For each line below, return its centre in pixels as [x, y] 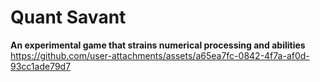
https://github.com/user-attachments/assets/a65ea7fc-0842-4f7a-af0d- [160, 55]
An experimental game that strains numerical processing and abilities [158, 45]
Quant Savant [68, 17]
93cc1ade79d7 [41, 66]
